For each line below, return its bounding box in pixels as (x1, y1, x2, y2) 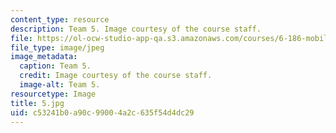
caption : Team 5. (19, 61, 92, 71)
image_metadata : (10, 52, 78, 62)
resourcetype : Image (10, 89, 97, 99)
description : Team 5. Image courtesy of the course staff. (10, 24, 262, 34)
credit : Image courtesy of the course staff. (19, 71, 213, 81)
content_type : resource (10, 14, 110, 25)
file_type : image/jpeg (10, 42, 105, 53)
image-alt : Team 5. (19, 80, 101, 90)
